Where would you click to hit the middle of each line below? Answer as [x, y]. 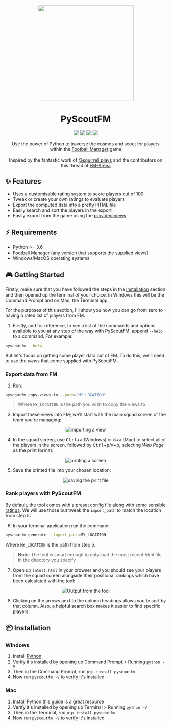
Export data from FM [31, 374]
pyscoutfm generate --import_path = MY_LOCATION [56, 535]
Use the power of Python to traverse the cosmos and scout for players [86, 144]
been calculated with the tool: [44, 581]
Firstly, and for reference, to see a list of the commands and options [84, 326]
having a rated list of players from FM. [45, 316]
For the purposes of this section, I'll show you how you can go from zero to [84, 310]
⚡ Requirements [31, 232]
